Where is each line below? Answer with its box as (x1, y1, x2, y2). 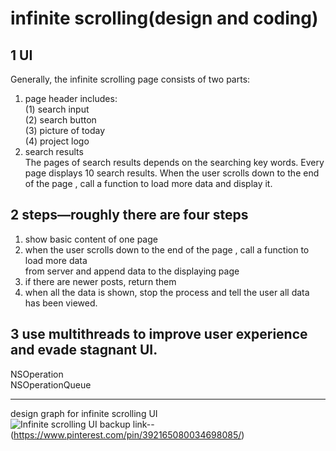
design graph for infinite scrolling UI (10, 407, 158, 419)
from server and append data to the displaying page (24, 265, 240, 277)
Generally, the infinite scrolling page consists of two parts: (10, 73, 251, 85)
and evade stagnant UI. (10, 342, 158, 359)
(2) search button (24, 114, 97, 126)
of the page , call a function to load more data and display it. (24, 178, 273, 189)
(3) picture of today (24, 125, 105, 136)
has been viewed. (24, 297, 98, 309)
